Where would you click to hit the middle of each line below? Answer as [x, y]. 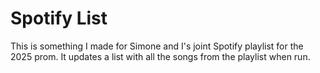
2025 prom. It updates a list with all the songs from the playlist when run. [160, 56]
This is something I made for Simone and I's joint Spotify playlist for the [157, 46]
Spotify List [59, 18]
